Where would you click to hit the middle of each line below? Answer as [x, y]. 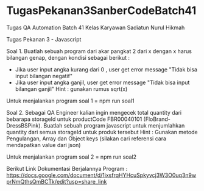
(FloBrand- [157, 119]
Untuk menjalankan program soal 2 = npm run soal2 [72, 157]
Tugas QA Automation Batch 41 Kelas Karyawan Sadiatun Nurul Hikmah [96, 27]
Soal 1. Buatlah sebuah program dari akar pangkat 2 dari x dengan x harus [99, 51]
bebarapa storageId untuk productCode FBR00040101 [74, 119]
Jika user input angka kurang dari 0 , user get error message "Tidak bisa [106, 69]
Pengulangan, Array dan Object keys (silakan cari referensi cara [86, 139]
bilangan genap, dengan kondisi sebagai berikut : [68, 57]
